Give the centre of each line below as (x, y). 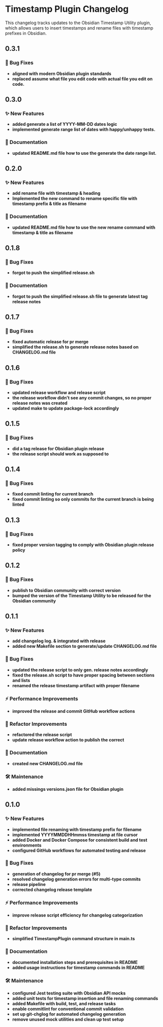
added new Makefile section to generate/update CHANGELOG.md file (84, 646)
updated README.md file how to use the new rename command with (84, 227)
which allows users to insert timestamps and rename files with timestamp (79, 28)
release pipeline (29, 884)
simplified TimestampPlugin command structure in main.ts (73, 939)
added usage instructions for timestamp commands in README (78, 967)
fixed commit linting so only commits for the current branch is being (83, 499)
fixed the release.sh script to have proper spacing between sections (83, 675)
